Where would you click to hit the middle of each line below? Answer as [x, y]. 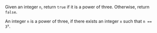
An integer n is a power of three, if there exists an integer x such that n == [78, 21]
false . [11, 12]
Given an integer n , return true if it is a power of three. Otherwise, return [77, 7]
